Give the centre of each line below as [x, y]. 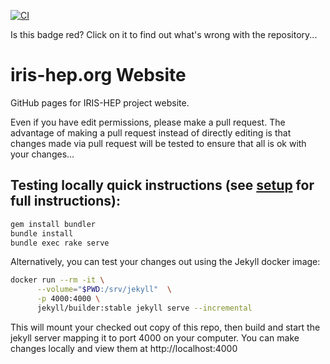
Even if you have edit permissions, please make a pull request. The [148, 122]
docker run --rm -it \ [57, 280]
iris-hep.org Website [98, 75]
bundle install [42, 233]
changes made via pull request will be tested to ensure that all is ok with [158, 143]
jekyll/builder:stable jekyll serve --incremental [144, 308]
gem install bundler [53, 224]
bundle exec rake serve [60, 243]
